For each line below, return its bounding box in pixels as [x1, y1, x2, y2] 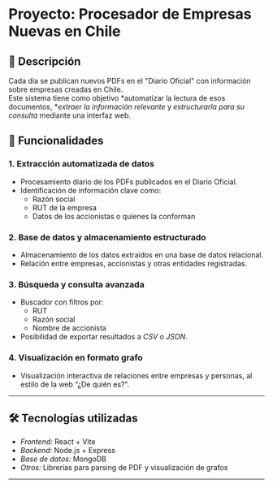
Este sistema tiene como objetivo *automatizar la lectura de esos [8, 93, 226, 102]
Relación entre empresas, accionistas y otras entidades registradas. [19, 258, 248, 268]
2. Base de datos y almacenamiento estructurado [8, 231, 206, 243]
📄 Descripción [8, 54, 81, 68]
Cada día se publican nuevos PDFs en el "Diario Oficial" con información [8, 76, 251, 85]
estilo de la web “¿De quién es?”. [19, 379, 130, 389]
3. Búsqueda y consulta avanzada [8, 279, 145, 290]
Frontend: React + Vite [19, 437, 96, 447]
